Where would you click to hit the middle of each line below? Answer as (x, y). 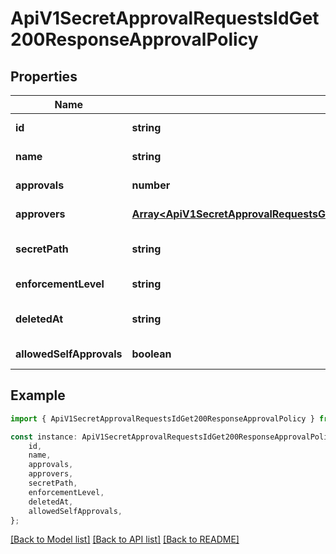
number (151, 185)
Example (38, 395)
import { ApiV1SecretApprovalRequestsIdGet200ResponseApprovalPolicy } (162, 418)
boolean (151, 354)
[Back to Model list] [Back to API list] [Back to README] (125, 539)
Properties (44, 76)
